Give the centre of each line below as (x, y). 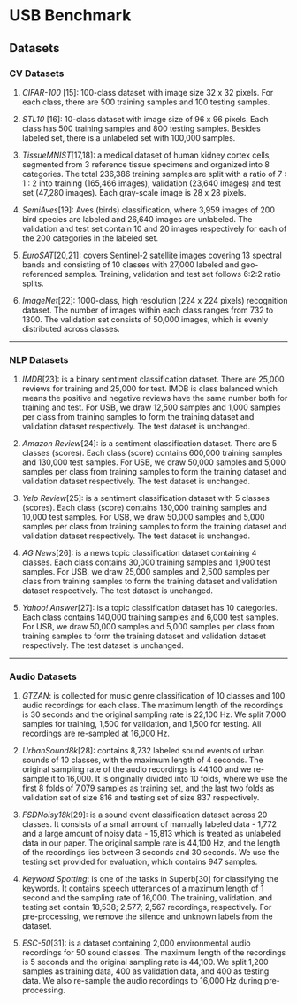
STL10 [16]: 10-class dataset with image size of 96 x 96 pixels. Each (145, 119)
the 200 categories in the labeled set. (90, 238)
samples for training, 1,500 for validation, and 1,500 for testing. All (141, 724)
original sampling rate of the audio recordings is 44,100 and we (137, 769)
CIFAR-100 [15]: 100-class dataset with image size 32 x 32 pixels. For (148, 92)
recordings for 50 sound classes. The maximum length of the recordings (154, 953)
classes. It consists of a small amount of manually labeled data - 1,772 (149, 824)
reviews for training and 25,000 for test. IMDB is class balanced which (150, 389)
